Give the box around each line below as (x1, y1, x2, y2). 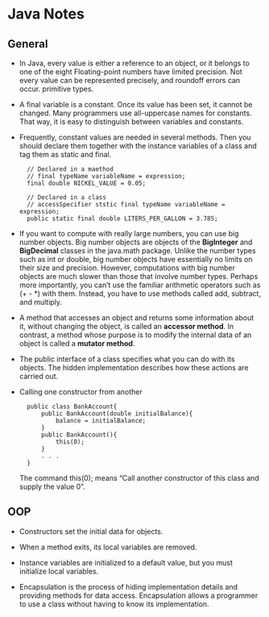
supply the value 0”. (19, 482, 85, 491)
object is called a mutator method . (19, 339, 135, 348)
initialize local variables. (19, 566, 99, 576)
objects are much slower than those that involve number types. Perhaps (19, 272, 259, 281)
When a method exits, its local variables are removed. (19, 542, 197, 552)
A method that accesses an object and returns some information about (19, 313, 255, 323)
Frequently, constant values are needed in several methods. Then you (19, 132, 251, 142)
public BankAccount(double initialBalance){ (40, 410, 193, 418)
